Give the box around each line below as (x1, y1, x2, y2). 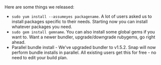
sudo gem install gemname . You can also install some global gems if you (11, 29, 155, 34)
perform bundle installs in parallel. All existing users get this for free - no (11, 49, 156, 55)
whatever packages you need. (11, 24, 72, 30)
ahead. (11, 39, 26, 45)
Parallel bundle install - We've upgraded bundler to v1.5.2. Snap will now (11, 45, 156, 50)
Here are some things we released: (4, 4, 75, 10)
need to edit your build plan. (11, 55, 68, 60)
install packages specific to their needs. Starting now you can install (11, 19, 148, 24)
